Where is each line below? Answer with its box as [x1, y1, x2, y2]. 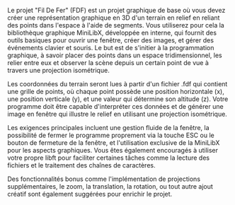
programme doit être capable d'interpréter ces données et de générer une [7, 102, 224, 110]
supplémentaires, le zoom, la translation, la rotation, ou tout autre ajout [7, 182, 214, 190]
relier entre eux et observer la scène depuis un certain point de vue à [7, 59, 209, 66]
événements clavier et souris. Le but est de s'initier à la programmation [7, 44, 214, 52]
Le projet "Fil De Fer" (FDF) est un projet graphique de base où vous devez [7, 6, 226, 14]
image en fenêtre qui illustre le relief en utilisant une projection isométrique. [7, 110, 228, 118]
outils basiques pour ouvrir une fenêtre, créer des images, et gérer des [7, 36, 214, 45]
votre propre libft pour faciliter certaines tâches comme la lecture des [7, 153, 210, 162]
